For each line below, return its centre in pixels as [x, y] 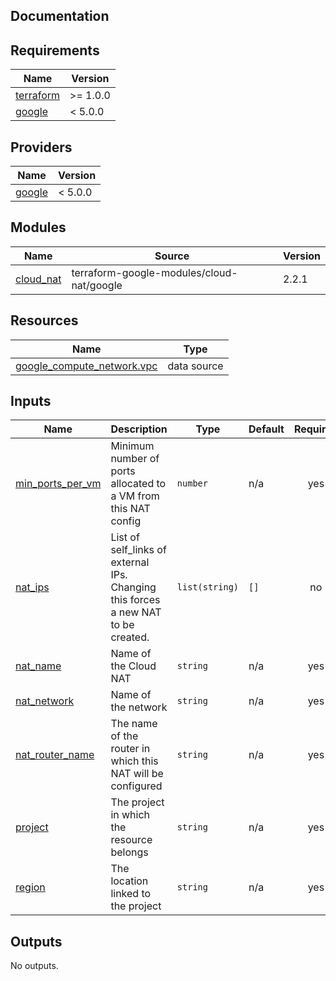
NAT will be [137, 774]
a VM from [135, 496]
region [30, 887]
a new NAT [136, 612]
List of [125, 537]
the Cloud [133, 666]
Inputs [31, 401]
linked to [131, 894]
